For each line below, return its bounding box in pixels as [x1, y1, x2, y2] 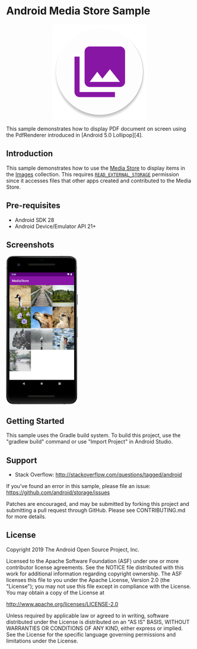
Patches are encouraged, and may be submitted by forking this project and [6, 501, 190, 507]
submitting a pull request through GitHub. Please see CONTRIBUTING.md [6, 506, 186, 514]
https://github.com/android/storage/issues [6, 489, 110, 496]
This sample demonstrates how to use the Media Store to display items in [6, 164, 185, 172]
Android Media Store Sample [6, 4, 151, 18]
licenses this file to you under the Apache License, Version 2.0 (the [6, 576, 170, 583]
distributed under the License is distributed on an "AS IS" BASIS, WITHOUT [6, 618, 190, 625]
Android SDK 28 [14, 216, 55, 223]
